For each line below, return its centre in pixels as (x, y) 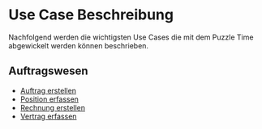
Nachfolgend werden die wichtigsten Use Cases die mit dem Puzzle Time (131, 37)
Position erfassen (49, 99)
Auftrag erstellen (48, 90)
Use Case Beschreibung (91, 15)
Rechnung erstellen (53, 107)
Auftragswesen (48, 71)
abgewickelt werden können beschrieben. (78, 45)
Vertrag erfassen (48, 116)
